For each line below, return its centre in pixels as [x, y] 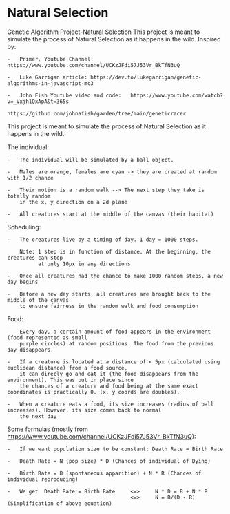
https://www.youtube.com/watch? [177, 95]
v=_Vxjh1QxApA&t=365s [38, 102]
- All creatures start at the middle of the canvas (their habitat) [111, 214]
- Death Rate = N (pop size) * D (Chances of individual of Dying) [109, 461]
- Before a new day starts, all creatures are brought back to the [109, 294]
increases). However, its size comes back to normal [84, 410]
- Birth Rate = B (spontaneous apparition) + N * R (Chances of [104, 473]
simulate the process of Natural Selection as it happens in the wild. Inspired [114, 39]
